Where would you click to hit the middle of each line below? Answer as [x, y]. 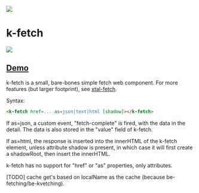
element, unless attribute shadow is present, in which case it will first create [99, 147]
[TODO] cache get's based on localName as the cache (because [86, 177]
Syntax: [16, 100]
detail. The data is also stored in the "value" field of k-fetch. [80, 129]
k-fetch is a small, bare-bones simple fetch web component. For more [92, 82]
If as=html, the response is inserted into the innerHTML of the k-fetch [92, 141]
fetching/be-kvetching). [35, 183]
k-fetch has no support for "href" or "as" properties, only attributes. [89, 165]
